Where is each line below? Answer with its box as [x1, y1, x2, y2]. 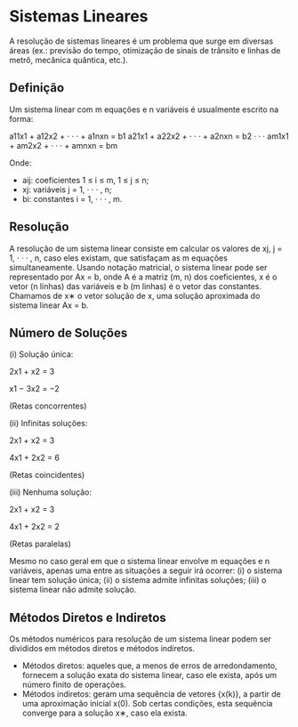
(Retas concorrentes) [9, 400, 87, 411]
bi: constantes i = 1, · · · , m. [21, 193, 123, 204]
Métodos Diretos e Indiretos [9, 610, 166, 625]
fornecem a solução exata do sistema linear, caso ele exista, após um [21, 670, 278, 681]
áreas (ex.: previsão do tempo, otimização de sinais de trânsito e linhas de [9, 44, 281, 55]
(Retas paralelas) [9, 538, 71, 549]
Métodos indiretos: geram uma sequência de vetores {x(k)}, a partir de [21, 689, 282, 699]
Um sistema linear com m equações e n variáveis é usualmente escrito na [9, 104, 279, 115]
